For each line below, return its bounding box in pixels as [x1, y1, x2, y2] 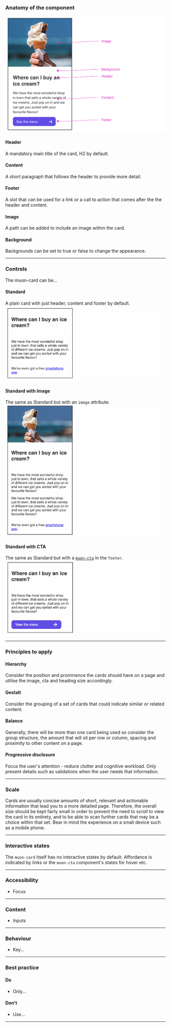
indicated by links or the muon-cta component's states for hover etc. [5, 859, 148, 865]
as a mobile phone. [5, 825, 45, 831]
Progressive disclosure [5, 752, 55, 758]
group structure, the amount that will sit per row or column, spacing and [5, 735, 156, 741]
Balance [5, 718, 23, 724]
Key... [12, 946, 24, 953]
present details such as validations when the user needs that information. [5, 768, 159, 774]
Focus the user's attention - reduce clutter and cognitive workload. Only [5, 763, 157, 769]
